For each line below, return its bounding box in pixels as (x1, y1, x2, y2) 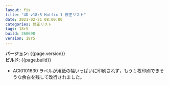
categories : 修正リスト (5, 21, 52, 27)
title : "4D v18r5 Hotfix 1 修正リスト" (5, 12, 86, 17)
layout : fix (5, 7, 31, 13)
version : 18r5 (5, 36, 36, 41)
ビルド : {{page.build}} (5, 56, 52, 63)
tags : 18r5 (5, 26, 29, 32)
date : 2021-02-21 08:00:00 (5, 17, 63, 22)
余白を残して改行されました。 (21, 74, 85, 80)
